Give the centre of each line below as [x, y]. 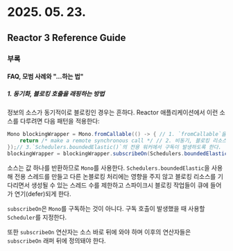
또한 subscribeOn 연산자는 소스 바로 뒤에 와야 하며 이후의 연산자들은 [99, 232]
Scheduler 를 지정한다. [37, 217]
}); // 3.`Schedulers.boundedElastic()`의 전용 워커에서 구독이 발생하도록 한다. [114, 147]
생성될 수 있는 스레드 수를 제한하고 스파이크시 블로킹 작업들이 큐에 [120, 185]
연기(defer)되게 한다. [43, 193]
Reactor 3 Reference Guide [67, 38]
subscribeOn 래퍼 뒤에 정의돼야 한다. [57, 241]
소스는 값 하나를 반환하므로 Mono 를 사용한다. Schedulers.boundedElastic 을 [109, 168]
